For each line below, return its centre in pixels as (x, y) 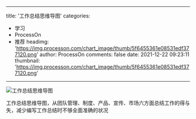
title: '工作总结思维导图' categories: (48, 16)
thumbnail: (27, 61)
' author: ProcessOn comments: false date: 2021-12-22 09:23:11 (113, 54)
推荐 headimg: (32, 42)
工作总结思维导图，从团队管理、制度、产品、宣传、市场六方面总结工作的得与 (98, 103)
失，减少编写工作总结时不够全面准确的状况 (57, 110)
